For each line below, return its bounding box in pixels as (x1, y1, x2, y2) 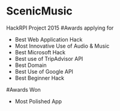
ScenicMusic (6, 4, 73, 18)
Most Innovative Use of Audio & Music (14, 42, 110, 49)
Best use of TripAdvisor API (14, 55, 83, 62)
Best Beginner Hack (14, 74, 65, 81)
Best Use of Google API (14, 68, 74, 75)
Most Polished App (14, 98, 62, 105)
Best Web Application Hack (14, 36, 83, 43)
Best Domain (14, 62, 47, 69)
